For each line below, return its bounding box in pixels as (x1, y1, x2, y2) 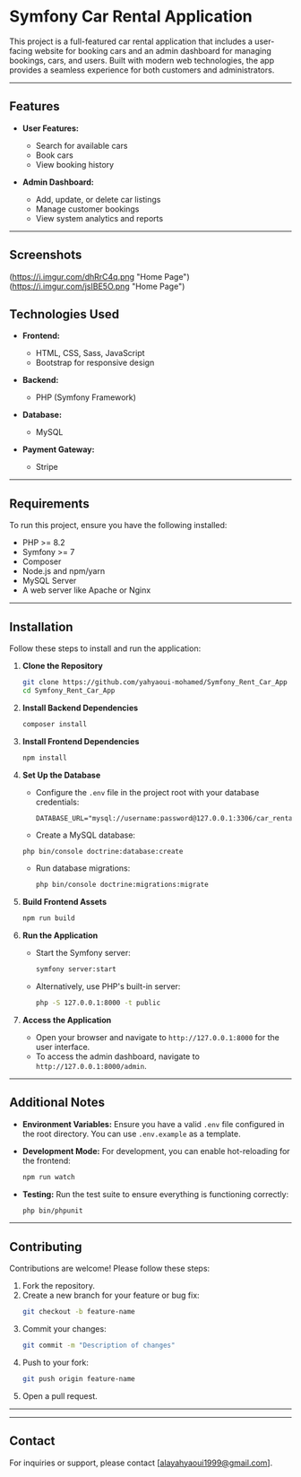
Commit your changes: (21, 1324, 107, 1334)
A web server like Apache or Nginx (21, 585, 151, 595)
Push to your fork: (21, 1357, 90, 1368)
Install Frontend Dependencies (21, 735, 140, 746)
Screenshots (9, 248, 82, 263)
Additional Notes (9, 1095, 106, 1110)
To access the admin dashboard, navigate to (35, 1051, 200, 1062)
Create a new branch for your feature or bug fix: (21, 1290, 200, 1301)
